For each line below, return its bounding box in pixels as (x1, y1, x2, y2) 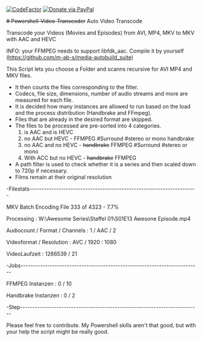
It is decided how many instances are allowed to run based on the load (14, 103, 191, 110)
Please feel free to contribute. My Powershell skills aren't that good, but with (6, 322, 196, 329)
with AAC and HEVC (6, 36, 56, 42)
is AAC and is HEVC (24, 129, 74, 135)
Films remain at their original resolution (14, 174, 112, 181)
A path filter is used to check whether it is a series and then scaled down (14, 161, 196, 167)
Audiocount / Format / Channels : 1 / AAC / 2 (6, 227, 116, 234)
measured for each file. (14, 97, 74, 103)
